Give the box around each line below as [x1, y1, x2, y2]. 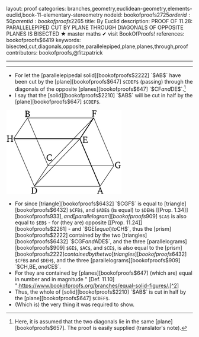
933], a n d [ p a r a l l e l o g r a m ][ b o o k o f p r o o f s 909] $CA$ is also [49, 212, 187, 220]
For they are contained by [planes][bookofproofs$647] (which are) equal [14, 269, 192, 276]
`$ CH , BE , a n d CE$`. [14, 263, 61, 270]
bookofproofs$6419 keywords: [6, 37, 81, 43]
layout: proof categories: [6, 5, 66, 12]
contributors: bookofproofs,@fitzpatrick [6, 49, 103, 56]
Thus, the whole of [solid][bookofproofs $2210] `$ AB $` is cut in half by [14, 288, 187, 295]
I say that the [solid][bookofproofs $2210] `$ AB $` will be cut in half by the [14, 91, 193, 98]
